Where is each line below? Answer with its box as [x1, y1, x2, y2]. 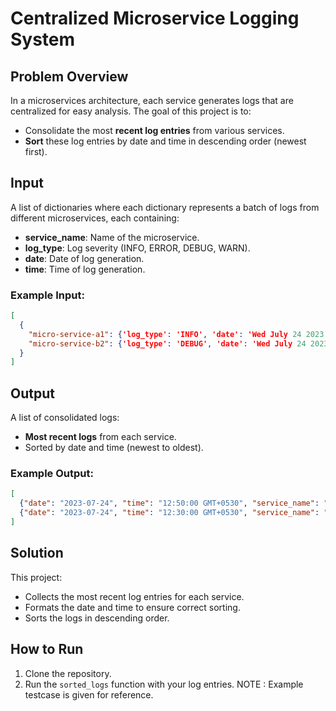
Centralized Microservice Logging [10, 7, 300, 30]
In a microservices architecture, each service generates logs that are [10, 95, 294, 106]
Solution [10, 545, 64, 562]
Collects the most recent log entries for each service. [24, 590, 245, 602]
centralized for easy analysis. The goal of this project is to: [10, 105, 252, 117]
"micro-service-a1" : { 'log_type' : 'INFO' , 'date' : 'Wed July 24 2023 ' [28, 329, 329, 339]
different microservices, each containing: [10, 212, 180, 224]
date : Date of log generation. [24, 252, 145, 264]
